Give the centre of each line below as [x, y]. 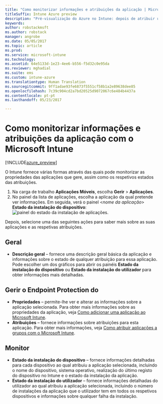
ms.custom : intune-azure [30, 77]
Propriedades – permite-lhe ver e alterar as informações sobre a [77, 302]
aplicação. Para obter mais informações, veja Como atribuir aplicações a [85, 328]
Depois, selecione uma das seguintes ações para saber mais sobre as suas [80, 222]
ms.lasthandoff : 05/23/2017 [33, 100]
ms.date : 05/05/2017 [26, 41]
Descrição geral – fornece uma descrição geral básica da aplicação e [82, 254]
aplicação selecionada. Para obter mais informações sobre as [74, 307]
